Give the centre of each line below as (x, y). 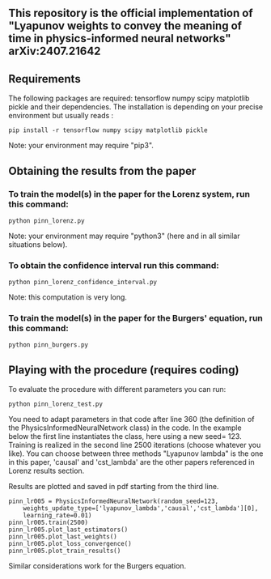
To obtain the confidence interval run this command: (114, 265)
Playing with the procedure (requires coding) (124, 370)
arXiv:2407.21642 (55, 51)
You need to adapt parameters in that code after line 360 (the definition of (131, 419)
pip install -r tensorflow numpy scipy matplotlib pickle (108, 130)
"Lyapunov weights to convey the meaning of (125, 26)
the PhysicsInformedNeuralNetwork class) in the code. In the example (125, 428)
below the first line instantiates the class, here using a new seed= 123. (125, 436)
